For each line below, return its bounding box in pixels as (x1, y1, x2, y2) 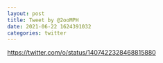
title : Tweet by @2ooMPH (7, 17, 79, 24)
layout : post (7, 10, 45, 17)
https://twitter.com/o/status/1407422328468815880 (7, 48, 156, 57)
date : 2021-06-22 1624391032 (7, 23, 92, 30)
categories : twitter (7, 29, 67, 37)
